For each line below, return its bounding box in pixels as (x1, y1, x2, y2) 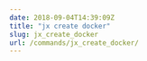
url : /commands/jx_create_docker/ (9, 38, 140, 48)
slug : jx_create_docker (9, 30, 99, 39)
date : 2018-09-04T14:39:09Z (9, 13, 115, 22)
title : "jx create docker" (9, 22, 111, 30)
